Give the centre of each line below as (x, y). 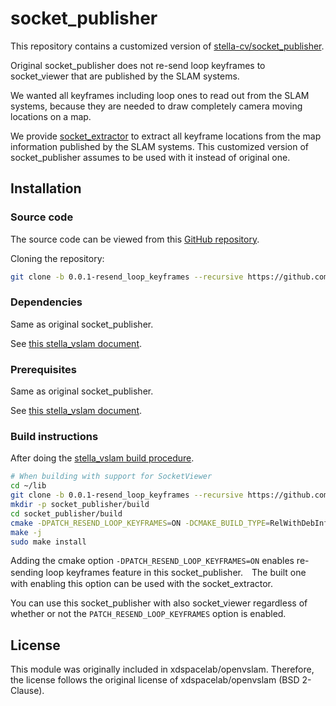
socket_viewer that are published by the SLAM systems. (125, 76)
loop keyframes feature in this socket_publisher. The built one (176, 573)
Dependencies (46, 302)
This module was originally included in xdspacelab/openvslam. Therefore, (162, 669)
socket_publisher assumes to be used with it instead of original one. (150, 157)
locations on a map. (51, 116)
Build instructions (54, 437)
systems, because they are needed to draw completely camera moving (156, 106)
